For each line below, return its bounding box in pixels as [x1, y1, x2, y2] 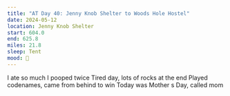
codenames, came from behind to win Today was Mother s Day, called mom [7, 80, 224, 89]
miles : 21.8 [7, 42, 41, 49]
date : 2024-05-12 [7, 16, 57, 23]
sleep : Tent [7, 49, 41, 56]
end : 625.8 [7, 36, 39, 43]
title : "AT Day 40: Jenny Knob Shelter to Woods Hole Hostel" [7, 10, 190, 17]
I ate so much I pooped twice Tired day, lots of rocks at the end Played [7, 73, 209, 82]
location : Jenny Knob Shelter [7, 23, 95, 29]
